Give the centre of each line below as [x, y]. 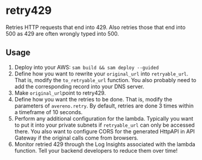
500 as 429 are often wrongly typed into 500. [62, 33]
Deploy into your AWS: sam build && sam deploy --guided [86, 67]
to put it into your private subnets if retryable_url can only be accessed [104, 125]
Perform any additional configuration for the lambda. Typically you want [104, 118]
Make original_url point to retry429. [60, 93]
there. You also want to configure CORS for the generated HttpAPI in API [104, 131]
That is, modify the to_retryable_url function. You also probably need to [106, 80]
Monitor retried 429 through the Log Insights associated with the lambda [105, 144]
